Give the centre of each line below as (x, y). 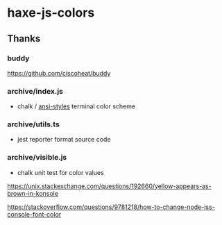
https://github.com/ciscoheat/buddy (59, 73)
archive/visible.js (37, 158)
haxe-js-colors (51, 13)
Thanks (24, 39)
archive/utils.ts (34, 124)
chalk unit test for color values (60, 172)
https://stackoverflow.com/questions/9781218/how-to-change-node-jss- (111, 207)
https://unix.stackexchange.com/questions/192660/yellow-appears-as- (109, 186)
